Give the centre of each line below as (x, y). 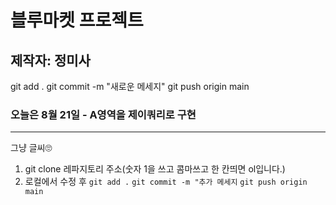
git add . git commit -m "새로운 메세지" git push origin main (130, 86)
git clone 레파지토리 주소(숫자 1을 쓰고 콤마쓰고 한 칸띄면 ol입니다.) (155, 169)
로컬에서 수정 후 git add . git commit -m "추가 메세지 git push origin (166, 182)
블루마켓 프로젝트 (77, 20)
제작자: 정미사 (50, 60)
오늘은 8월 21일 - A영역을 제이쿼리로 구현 (103, 114)
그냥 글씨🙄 (31, 148)
